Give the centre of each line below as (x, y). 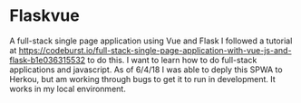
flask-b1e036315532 (48, 60)
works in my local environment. (68, 89)
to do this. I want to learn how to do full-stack (172, 60)
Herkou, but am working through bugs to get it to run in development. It (143, 79)
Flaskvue (44, 16)
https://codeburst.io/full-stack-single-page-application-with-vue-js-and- (155, 50)
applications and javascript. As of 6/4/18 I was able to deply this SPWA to (146, 70)
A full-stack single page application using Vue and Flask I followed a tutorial (151, 41)
